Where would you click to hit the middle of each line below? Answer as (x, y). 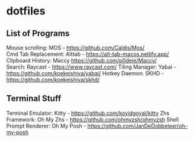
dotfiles (26, 11)
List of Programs (38, 33)
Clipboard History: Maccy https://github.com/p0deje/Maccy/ (82, 60)
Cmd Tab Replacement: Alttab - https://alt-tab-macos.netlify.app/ (88, 54)
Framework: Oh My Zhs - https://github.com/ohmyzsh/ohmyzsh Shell (93, 119)
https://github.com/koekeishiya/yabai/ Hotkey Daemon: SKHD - (85, 73)
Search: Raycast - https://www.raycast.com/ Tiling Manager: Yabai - (91, 67)
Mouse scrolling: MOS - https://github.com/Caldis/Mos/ (76, 48)
